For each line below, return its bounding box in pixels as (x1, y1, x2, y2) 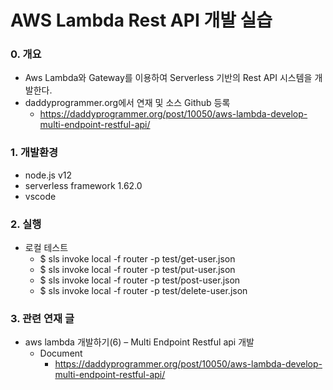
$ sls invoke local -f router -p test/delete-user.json (39, 285, 248, 297)
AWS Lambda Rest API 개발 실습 (10, 9, 273, 32)
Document (39, 347, 83, 360)
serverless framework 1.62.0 (24, 179, 143, 191)
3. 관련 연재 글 (10, 312, 75, 325)
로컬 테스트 (24, 242, 69, 254)
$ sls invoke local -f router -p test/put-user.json (39, 264, 236, 276)
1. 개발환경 (10, 146, 59, 160)
